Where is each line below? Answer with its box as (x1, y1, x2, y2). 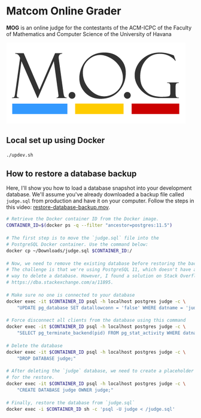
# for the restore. (6, 374, 55, 381)
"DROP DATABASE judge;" (17, 356, 77, 362)
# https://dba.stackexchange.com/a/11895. (6, 279, 114, 286)
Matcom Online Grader (6, 4, 121, 18)
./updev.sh (6, 152, 33, 158)
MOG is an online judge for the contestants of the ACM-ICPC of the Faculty (6, 24, 192, 31)
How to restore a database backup (6, 169, 137, 179)
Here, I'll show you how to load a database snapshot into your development (6, 184, 192, 192)
